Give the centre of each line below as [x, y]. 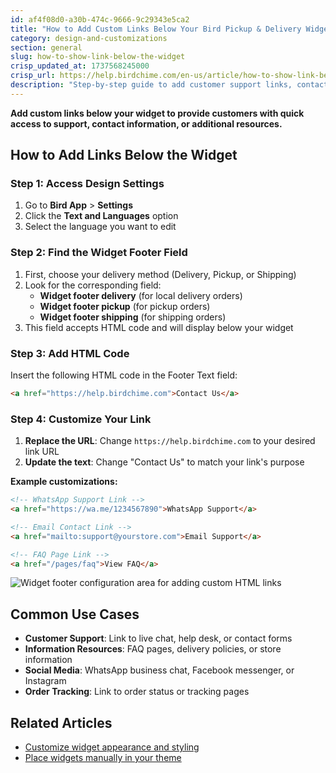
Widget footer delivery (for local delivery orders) [141, 295]
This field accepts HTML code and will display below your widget [159, 327]
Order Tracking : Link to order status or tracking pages [137, 692]
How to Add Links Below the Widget [124, 155]
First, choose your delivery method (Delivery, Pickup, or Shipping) [160, 274]
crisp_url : [33, 76]
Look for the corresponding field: [93, 285]
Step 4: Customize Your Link [81, 419]
